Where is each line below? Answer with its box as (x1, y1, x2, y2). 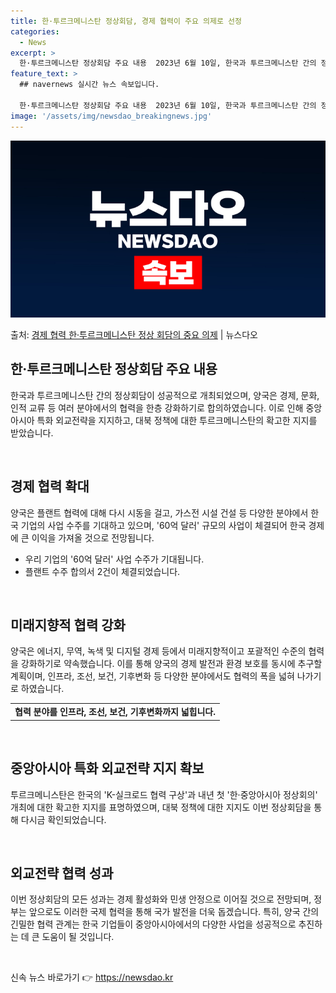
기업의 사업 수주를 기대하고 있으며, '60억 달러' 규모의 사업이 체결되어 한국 (20, 519, 307, 531)
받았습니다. (10, 426, 54, 439)
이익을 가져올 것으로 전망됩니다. (31, 531, 155, 544)
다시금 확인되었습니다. (20, 813, 107, 825)
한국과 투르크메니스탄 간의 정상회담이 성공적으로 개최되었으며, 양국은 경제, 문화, (10, 389, 320, 401)
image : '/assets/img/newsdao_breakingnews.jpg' (10, 111, 213, 121)
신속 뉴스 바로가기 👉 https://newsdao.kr (10, 971, 174, 984)
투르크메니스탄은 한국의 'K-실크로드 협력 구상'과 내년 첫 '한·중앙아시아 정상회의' (10, 788, 318, 800)
